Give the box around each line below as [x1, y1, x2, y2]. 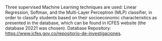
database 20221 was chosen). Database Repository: [5, 25, 111, 31]
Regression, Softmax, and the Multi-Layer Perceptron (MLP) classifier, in [5, 9, 152, 15]
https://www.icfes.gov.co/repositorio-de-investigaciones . [5, 31, 122, 36]
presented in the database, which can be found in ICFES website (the [5, 20, 146, 26]
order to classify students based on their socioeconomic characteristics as [5, 15, 157, 20]
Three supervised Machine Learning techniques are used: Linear [5, 4, 137, 10]
